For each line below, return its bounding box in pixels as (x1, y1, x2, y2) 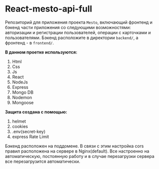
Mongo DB (12, 89, 34, 95)
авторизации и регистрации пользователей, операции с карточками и (5, 29, 151, 35)
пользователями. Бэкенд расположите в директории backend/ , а (5, 35, 139, 41)
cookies (12, 123, 28, 129)
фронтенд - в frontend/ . (5, 40, 54, 45)
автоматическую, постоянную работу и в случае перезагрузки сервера (5, 153, 155, 159)
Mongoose (12, 99, 34, 105)
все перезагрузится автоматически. (5, 158, 80, 164)
